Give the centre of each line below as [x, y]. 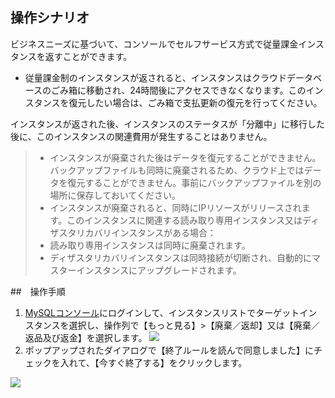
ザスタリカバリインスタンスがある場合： [133, 232]
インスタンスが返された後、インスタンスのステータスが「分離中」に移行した [167, 124]
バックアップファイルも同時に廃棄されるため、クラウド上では [177, 170]
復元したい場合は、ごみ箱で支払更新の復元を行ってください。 [195, 102]
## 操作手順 [38, 291]
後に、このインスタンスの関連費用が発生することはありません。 [141, 136]
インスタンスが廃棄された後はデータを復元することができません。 [185, 157]
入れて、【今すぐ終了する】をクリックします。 [153, 362]
